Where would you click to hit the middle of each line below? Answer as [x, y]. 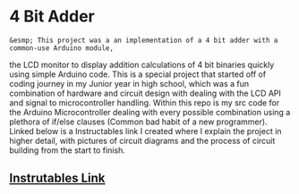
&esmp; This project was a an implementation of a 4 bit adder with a [144, 40]
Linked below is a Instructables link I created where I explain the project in [145, 131]
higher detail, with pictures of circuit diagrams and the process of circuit [142, 140]
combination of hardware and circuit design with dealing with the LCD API [145, 93]
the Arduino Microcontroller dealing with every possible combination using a [150, 112]
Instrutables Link [57, 178]
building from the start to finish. [67, 150]
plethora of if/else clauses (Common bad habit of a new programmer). [138, 122]
